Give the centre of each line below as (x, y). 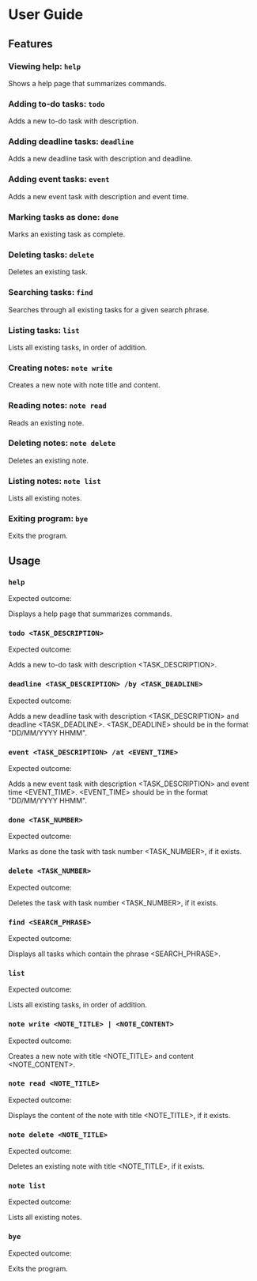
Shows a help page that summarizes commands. (87, 83)
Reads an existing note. (46, 423)
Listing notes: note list (55, 481)
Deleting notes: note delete (62, 443)
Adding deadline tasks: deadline (71, 142)
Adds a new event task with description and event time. (98, 196)
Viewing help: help (45, 66)
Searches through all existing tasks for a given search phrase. (109, 309)
